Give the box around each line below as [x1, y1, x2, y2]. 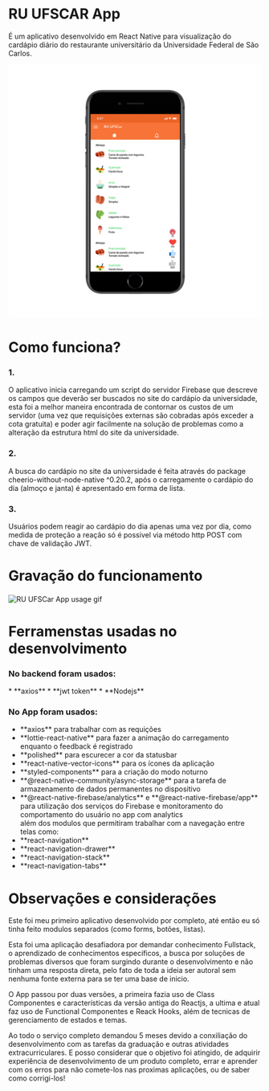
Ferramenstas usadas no [8, 622, 177, 640]
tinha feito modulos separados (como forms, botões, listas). [8, 925, 206, 934]
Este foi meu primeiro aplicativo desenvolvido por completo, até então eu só [8, 916, 260, 926]
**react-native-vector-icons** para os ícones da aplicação [19, 758, 215, 768]
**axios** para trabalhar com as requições [19, 725, 162, 734]
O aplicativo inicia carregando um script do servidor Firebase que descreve [8, 385, 259, 394]
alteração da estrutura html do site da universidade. [8, 427, 179, 438]
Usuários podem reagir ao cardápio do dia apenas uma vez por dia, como [8, 521, 252, 531]
